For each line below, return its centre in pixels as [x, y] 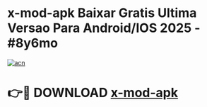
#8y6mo [33, 43]
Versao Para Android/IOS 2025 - [104, 28]
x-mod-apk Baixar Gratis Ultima [102, 13]
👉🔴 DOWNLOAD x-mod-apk [93, 93]
